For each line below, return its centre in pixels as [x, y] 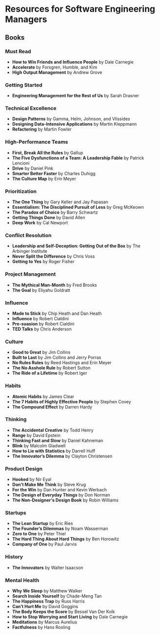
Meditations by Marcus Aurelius [44, 622]
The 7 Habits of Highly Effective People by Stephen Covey [71, 401]
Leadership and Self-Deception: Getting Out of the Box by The [76, 246]
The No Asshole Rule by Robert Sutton [51, 368]
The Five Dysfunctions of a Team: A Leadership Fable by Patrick [78, 158]
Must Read [18, 51]
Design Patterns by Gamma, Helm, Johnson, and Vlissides [71, 119]
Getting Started [24, 85]
